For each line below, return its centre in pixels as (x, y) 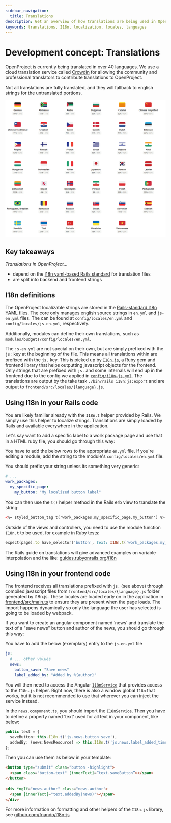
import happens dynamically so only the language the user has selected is (83, 608)
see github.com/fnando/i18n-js (37, 815)
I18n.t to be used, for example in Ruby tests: (52, 533)
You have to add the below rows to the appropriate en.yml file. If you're (80, 451)
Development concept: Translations (83, 53)
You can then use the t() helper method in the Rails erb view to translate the (85, 502)
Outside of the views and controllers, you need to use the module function (83, 527)
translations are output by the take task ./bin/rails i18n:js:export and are (85, 381)
